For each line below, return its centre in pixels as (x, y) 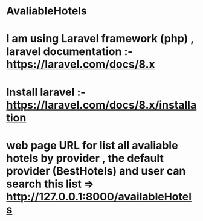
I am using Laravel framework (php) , (100, 39)
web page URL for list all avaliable (92, 145)
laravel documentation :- (69, 52)
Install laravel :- (46, 92)
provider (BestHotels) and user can (96, 171)
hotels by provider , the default (85, 158)
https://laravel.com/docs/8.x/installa (101, 105)
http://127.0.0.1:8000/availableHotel (99, 197)
